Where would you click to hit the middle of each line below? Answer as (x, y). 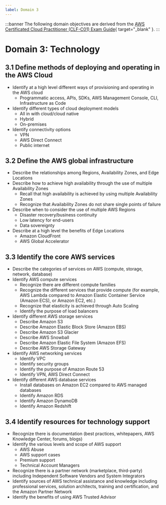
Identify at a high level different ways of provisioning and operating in (83, 87)
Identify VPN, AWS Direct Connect (55, 374)
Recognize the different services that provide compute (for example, (89, 290)
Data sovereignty (37, 225)
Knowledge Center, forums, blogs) (47, 439)
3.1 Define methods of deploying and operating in (83, 68)
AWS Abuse (32, 449)
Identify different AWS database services (54, 380)
